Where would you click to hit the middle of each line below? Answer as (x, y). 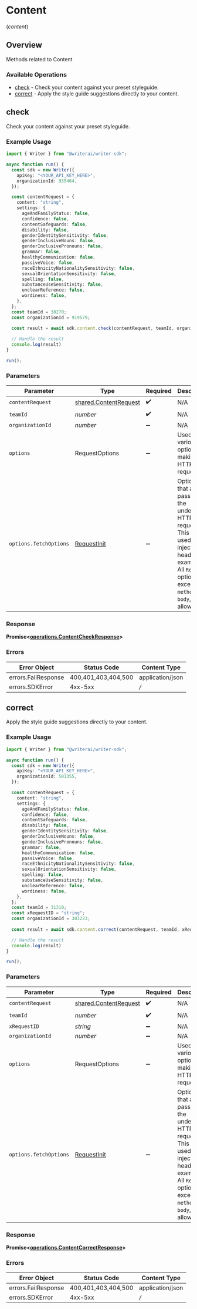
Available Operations (37, 74)
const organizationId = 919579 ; (51, 318)
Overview (24, 45)
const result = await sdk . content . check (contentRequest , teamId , (93, 328)
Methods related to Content (39, 59)
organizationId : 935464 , (47, 181)
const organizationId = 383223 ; (51, 919)
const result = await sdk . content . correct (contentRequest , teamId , (96, 929)
